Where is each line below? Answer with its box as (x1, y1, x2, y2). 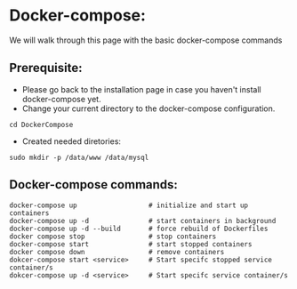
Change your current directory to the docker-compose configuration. (21, 103, 276, 114)
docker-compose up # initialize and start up (9, 201, 249, 210)
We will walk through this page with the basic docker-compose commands (9, 35, 283, 45)
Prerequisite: (9, 60, 83, 76)
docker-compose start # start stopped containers (9, 239, 253, 249)
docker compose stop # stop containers (9, 232, 217, 241)
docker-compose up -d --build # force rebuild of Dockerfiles (9, 224, 269, 233)
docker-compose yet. (21, 93, 101, 104)
